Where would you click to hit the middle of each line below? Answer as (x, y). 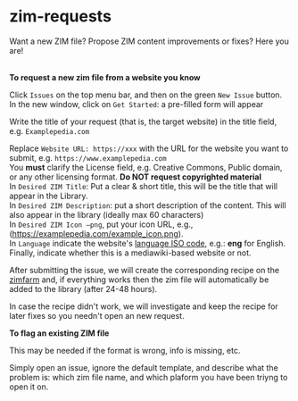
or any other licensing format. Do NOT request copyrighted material (135, 177)
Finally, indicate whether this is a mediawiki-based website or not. (130, 253)
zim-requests (60, 17)
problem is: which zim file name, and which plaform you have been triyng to (149, 377)
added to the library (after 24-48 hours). (83, 288)
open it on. (29, 387)
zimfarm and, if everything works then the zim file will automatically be (139, 280)
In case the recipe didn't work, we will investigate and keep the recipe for (144, 306)
